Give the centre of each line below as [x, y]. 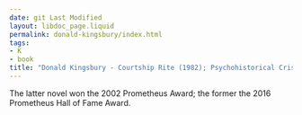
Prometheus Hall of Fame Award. [70, 102]
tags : [19, 43]
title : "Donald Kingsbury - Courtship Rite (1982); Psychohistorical [142, 68]
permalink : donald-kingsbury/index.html [86, 34]
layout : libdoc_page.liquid [62, 26]
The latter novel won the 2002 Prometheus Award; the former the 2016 [140, 93]
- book [22, 59]
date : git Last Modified [56, 18]
